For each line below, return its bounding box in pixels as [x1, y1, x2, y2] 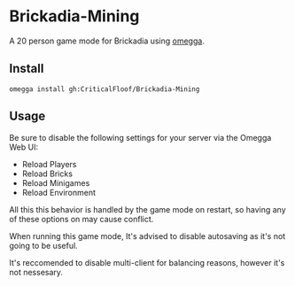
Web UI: [9, 142, 38, 152]
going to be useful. [9, 240, 78, 251]
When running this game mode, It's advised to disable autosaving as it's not [9, 230, 286, 241]
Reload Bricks [21, 168, 74, 179]
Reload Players [21, 158, 77, 169]
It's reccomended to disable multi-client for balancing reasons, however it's [9, 257, 285, 267]
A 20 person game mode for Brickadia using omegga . [9, 35, 206, 46]
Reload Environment [21, 187, 96, 197]
